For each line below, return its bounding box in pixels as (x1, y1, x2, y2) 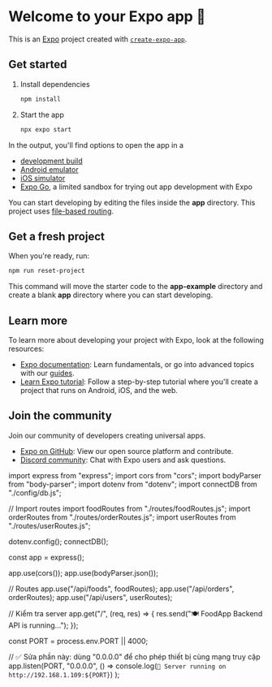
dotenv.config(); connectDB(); (8, 536, 109, 547)
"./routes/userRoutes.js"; (8, 521, 91, 530)
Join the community (8, 409, 112, 423)
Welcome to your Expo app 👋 (8, 7, 206, 26)
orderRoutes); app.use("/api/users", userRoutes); (8, 592, 173, 602)
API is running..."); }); (8, 620, 79, 630)
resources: (8, 344, 45, 353)
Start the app (19, 110, 65, 119)
